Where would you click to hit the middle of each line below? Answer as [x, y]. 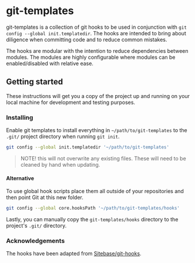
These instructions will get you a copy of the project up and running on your [98, 96]
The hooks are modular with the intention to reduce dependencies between [97, 50]
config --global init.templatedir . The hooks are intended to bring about [96, 33]
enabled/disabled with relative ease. [50, 63]
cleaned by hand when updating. [60, 164]
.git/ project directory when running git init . [63, 137]
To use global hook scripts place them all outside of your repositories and [95, 191]
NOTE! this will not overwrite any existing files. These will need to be [103, 158]
